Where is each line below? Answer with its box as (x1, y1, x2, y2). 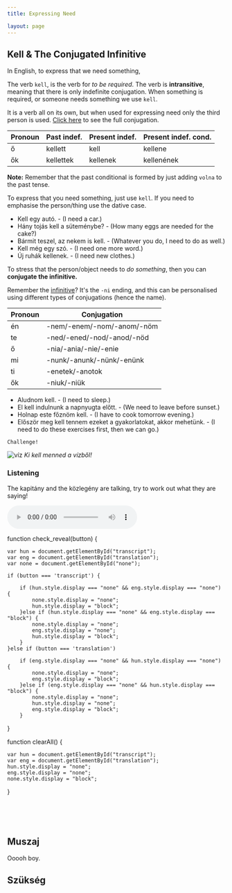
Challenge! (7, 439, 39, 446)
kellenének (143, 156, 179, 165)
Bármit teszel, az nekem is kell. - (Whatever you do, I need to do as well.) (17, 237, 226, 245)
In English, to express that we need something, (7, 67, 141, 75)
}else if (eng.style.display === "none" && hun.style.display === (19, 681, 215, 688)
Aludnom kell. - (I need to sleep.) (17, 396, 111, 404)
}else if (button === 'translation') (7, 645, 116, 652)
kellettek (46, 156, 74, 165)
